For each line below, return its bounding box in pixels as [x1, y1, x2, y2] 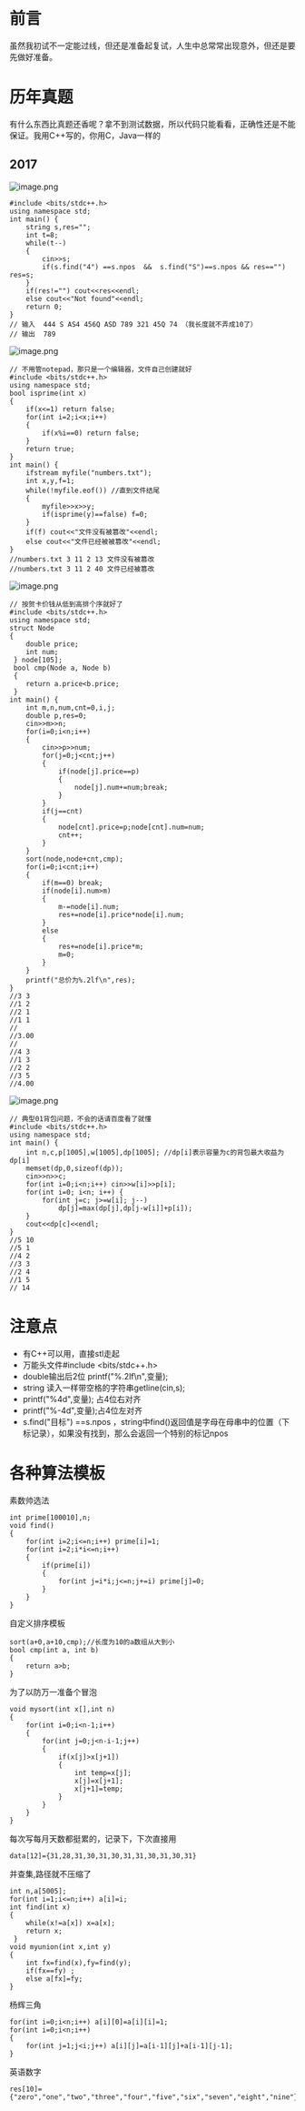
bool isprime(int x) [9, 389, 88, 398]
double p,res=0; [25, 711, 88, 720]
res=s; [9, 270, 34, 279]
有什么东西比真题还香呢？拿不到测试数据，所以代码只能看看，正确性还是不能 [9, 118, 296, 129]
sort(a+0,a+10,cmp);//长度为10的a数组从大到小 [9, 1637, 175, 1647]
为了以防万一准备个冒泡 [9, 1686, 97, 1697]
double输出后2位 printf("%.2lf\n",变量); [22, 1370, 169, 1381]
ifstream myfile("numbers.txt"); [25, 468, 152, 478]
